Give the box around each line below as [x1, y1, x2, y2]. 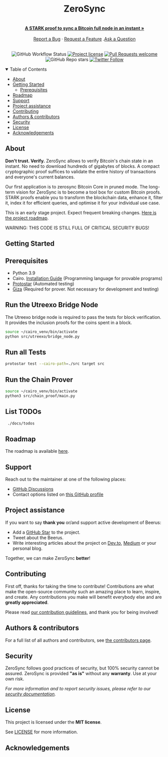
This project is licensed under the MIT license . [5, 719, 102, 725]
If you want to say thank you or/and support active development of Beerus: [5, 519, 161, 526]
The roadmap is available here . [5, 448, 69, 454]
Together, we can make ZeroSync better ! [5, 555, 91, 561]
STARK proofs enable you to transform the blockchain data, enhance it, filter [5, 194, 163, 200]
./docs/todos [7, 420, 35, 426]
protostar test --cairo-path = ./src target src [5, 361, 105, 366]
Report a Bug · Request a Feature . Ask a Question [33, 36, 136, 42]
